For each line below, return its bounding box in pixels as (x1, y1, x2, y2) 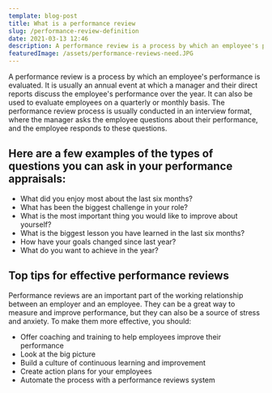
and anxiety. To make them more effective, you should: (8, 316, 192, 326)
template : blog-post (8, 11, 79, 20)
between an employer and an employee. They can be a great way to (8, 299, 236, 309)
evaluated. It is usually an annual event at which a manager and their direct (8, 80, 258, 90)
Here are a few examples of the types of (8, 147, 214, 160)
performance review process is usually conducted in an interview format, (8, 106, 253, 116)
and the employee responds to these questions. (8, 123, 168, 133)
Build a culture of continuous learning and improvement (19, 357, 206, 367)
